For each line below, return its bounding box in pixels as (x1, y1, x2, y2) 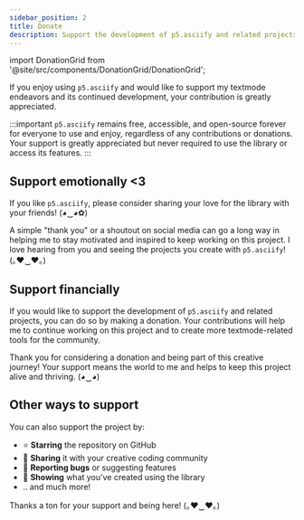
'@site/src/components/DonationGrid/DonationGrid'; (9, 64, 206, 75)
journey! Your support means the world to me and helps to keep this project (9, 362, 291, 372)
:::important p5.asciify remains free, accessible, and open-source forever (9, 118, 287, 129)
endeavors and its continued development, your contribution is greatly (9, 91, 271, 102)
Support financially (9, 281, 120, 297)
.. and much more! (22, 481, 91, 492)
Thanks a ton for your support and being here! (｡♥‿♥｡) (9, 499, 220, 511)
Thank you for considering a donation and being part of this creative (9, 352, 264, 363)
